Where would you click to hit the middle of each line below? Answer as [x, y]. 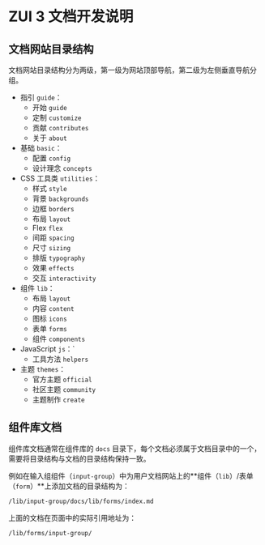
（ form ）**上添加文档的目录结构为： [69, 486]
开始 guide [49, 107]
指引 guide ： [41, 97]
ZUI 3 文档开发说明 [71, 17]
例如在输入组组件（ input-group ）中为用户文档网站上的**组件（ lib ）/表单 [131, 475]
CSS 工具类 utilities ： [60, 178]
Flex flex [47, 228]
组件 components [59, 338]
